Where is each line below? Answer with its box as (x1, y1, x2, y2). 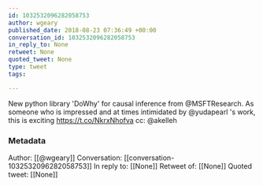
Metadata (8, 135, 46, 146)
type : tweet (8, 63, 47, 71)
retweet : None (8, 48, 55, 56)
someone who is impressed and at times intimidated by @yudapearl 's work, (8, 107, 256, 117)
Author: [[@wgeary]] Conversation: (8, 153, 123, 162)
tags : (8, 70, 26, 78)
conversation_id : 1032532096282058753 (8, 33, 135, 42)
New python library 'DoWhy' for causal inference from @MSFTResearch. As (8, 99, 254, 108)
